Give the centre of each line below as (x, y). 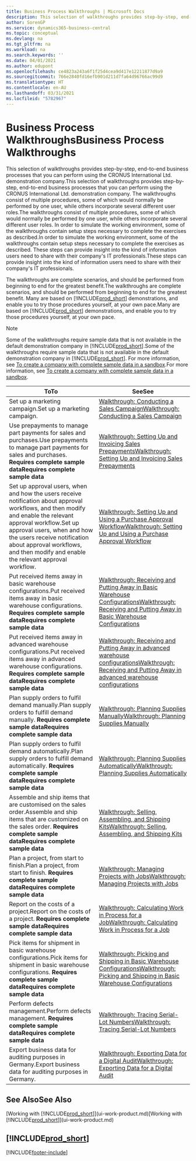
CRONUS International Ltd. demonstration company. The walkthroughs (91, 193)
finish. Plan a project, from (44, 865)
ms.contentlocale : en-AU (36, 88)
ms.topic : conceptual (32, 33)
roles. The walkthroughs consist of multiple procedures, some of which (91, 212)
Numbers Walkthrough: (140, 1022)
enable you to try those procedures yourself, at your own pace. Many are (93, 304)
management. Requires (41, 1018)
